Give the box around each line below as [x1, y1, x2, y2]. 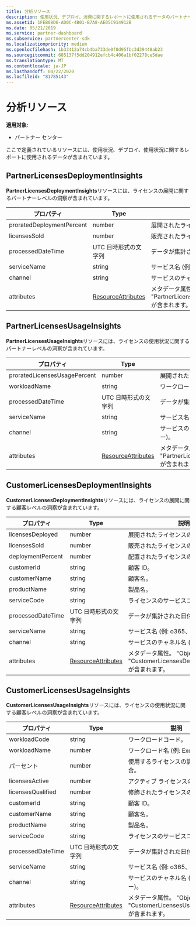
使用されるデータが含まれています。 [26, 153, 113, 161]
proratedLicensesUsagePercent [9, 371, 96, 379]
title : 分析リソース [6, 8, 51, 15]
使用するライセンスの [128, 757, 187, 766]
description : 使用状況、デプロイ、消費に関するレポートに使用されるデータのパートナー [6, 14, 192, 20]
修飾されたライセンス [128, 788, 187, 797]
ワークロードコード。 [128, 736, 187, 744]
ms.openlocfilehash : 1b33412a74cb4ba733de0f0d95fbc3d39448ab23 [6, 47, 163, 53]
